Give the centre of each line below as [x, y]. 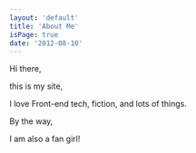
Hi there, [25, 69]
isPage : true [34, 34]
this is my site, [36, 86]
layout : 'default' [44, 18]
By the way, [31, 121]
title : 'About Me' [44, 26]
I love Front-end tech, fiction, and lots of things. [98, 104]
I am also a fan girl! [45, 139]
